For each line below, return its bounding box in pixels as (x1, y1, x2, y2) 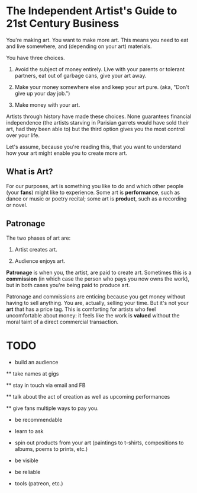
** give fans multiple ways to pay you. (6, 405, 99, 412)
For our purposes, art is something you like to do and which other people (6, 182, 184, 189)
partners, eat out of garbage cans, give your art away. (14, 72, 147, 79)
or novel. (6, 201, 28, 208)
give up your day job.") (14, 90, 70, 97)
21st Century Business (6, 17, 120, 30)
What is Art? (6, 167, 53, 177)
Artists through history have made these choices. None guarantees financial (6, 113, 192, 120)
